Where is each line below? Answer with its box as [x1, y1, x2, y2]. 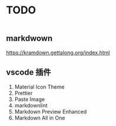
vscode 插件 [6, 68, 52, 78]
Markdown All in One [14, 114, 66, 121]
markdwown [6, 33, 53, 44]
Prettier [14, 89, 33, 96]
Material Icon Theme [14, 83, 65, 90]
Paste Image [14, 96, 45, 103]
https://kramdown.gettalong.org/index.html [6, 49, 110, 56]
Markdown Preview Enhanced [14, 108, 87, 115]
